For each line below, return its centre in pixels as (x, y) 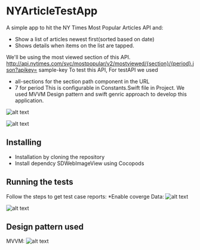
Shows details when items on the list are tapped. (74, 45)
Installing (24, 143)
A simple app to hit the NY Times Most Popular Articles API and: (85, 28)
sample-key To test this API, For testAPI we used (98, 69)
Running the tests (40, 182)
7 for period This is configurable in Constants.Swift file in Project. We (100, 87)
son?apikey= (22, 69)
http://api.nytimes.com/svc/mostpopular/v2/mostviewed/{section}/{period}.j (100, 63)
